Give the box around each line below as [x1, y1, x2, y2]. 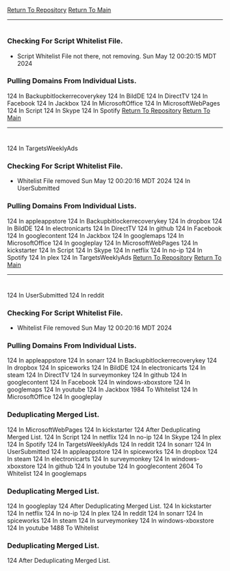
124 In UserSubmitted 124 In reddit [7, 291, 105, 299]
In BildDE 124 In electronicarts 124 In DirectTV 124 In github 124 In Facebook [7, 224, 222, 232]
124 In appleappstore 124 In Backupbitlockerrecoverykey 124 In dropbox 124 [7, 217, 222, 225]
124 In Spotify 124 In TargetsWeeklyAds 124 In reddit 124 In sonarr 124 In [7, 440, 212, 448]
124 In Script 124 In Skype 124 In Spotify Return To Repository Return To [7, 106, 211, 114]
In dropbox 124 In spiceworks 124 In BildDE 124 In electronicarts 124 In [7, 363, 206, 372]
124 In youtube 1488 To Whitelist [7, 524, 99, 532]
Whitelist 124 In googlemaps [7, 469, 87, 477]
